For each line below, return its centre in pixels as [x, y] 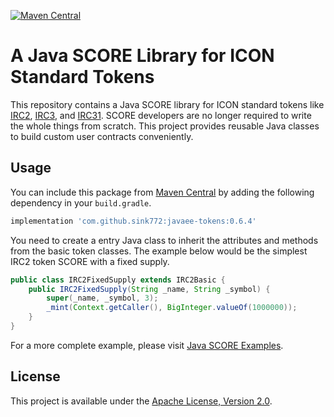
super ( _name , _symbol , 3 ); [102, 298]
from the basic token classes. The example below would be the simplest [159, 251]
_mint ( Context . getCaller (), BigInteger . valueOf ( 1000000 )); [172, 308]
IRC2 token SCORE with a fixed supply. [90, 261]
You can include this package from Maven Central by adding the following [162, 192]
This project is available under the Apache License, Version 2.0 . [141, 401]
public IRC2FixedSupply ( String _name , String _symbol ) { [149, 289]
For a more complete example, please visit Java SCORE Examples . [147, 345]
